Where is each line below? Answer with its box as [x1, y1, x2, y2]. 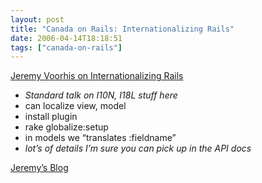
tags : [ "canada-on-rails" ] [10, 42, 123, 53]
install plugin [24, 111, 78, 123]
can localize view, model [24, 100, 127, 112]
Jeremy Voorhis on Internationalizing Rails [10, 70, 184, 82]
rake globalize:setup [24, 121, 109, 133]
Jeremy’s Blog [10, 162, 69, 174]
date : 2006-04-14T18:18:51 [10, 33, 123, 43]
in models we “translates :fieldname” [24, 132, 177, 144]
